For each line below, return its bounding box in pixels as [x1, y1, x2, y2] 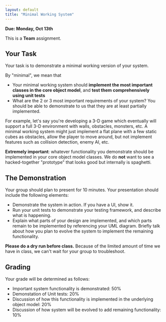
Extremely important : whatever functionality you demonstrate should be [5, 149, 154, 155]
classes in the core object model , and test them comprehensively [12, 87, 150, 93]
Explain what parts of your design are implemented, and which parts [12, 218, 152, 224]
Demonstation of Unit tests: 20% [12, 291, 79, 297]
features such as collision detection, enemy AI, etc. [5, 139, 110, 145]
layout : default [5, 7, 39, 12]
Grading [5, 263, 31, 271]
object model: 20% [12, 301, 52, 307]
